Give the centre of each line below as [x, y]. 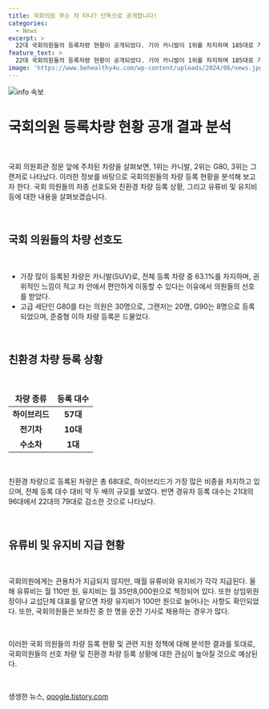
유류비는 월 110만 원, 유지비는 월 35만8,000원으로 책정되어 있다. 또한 [124, 591]
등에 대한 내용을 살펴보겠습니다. [58, 196]
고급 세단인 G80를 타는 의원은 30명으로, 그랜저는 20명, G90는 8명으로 [130, 306]
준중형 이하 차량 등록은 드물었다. [100, 316]
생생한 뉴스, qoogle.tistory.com [58, 697]
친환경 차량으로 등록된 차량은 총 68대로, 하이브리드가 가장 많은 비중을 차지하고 [130, 481]
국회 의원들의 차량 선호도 [65, 240]
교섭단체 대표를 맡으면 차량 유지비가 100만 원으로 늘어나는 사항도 [130, 602]
